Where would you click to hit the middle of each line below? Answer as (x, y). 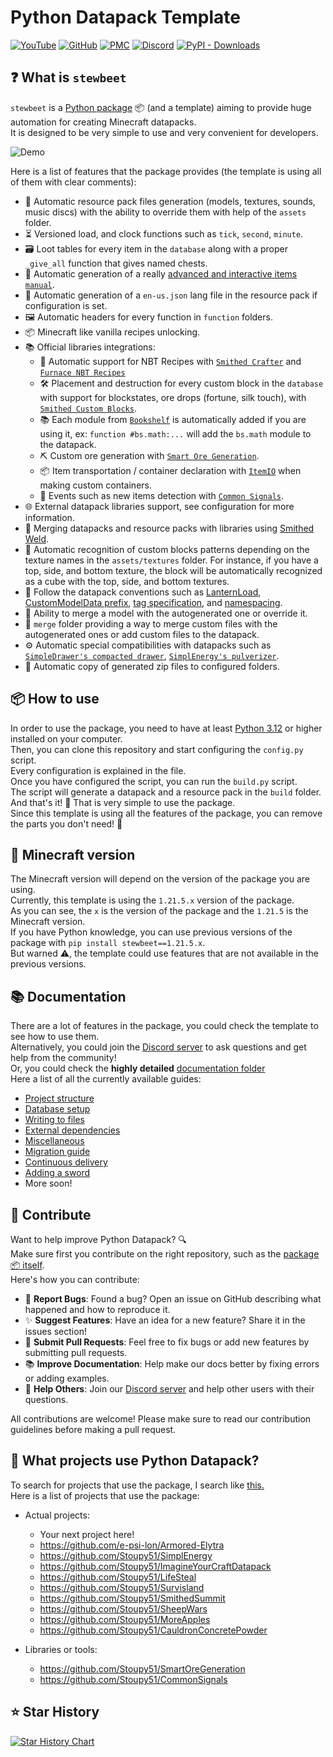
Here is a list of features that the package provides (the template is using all (166, 171)
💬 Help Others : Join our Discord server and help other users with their (169, 1389)
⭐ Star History (55, 1712)
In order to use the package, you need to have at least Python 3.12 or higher (166, 728)
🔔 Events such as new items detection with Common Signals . (162, 495)
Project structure (59, 1098)
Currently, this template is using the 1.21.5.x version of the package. (152, 900)
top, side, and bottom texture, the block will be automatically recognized (173, 570)
